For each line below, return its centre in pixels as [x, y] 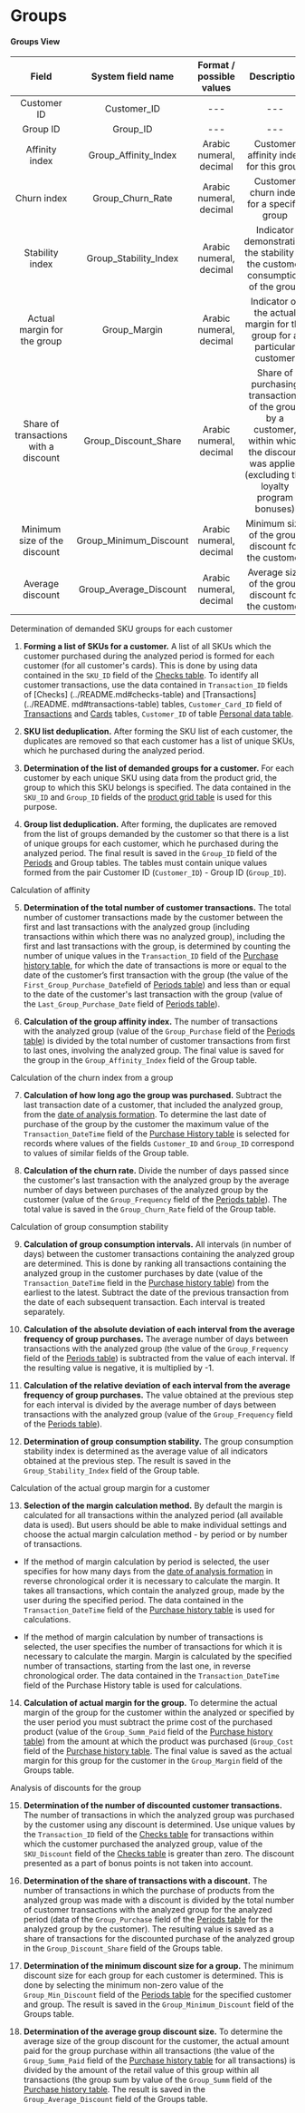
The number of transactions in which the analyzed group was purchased [159, 1816]
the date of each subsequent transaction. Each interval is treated [144, 1302]
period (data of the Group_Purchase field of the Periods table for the [148, 1920]
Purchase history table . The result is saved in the [114, 2089]
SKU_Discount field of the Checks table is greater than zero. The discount [159, 1854]
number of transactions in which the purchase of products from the [149, 1891]
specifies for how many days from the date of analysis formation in [148, 1572]
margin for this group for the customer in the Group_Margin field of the [153, 1761]
